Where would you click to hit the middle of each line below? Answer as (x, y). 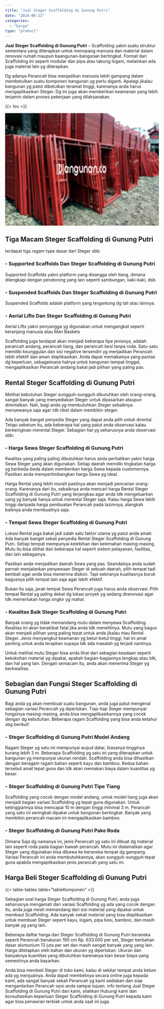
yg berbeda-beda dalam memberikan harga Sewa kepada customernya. (77, 469)
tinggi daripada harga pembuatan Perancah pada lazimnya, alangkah (74, 505)
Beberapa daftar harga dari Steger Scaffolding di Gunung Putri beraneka (78, 934)
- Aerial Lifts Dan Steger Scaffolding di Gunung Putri (68, 315)
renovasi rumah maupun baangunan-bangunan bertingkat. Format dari (76, 56)
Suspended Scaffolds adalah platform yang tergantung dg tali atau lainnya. (80, 303)
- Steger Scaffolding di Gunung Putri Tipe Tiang (63, 786)
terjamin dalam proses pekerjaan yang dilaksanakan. (58, 97)
